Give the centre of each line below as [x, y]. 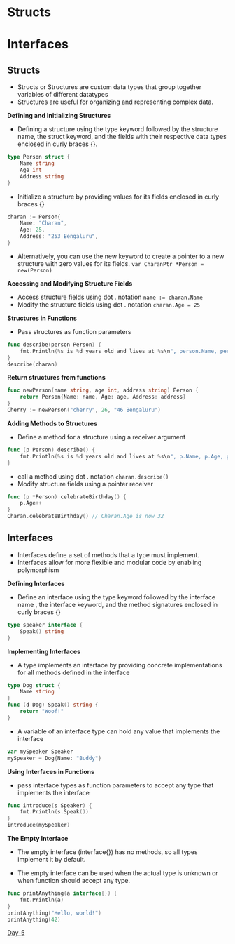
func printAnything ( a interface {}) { [62, 893]
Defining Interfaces [36, 583]
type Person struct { [39, 157]
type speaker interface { [45, 625]
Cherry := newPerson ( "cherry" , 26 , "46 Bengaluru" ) [84, 410]
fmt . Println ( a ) [42, 900]
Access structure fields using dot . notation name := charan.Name [110, 297]
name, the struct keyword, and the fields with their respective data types [122, 137]
